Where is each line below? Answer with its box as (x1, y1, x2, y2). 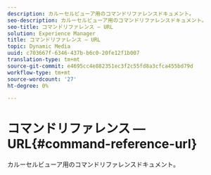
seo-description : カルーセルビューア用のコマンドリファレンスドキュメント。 (7, 17, 207, 24)
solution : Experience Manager (7, 30, 96, 37)
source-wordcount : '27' (7, 75, 77, 83)
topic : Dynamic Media (7, 43, 71, 50)
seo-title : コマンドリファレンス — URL (7, 23, 114, 30)
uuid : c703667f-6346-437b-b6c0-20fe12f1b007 (7, 50, 140, 57)
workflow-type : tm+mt (7, 69, 71, 76)
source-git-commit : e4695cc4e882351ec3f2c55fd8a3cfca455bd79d (7, 63, 193, 70)
